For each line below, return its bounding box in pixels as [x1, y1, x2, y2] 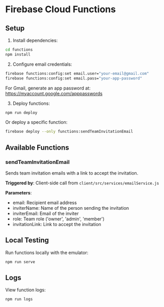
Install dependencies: [12, 37, 58, 43]
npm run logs [5, 297, 33, 302]
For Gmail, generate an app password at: [5, 85, 91, 91]
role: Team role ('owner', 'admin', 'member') [12, 215, 105, 222]
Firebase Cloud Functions [5, 4, 116, 15]
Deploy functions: [12, 100, 50, 106]
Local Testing [5, 236, 49, 245]
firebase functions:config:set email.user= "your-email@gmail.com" [5, 71, 149, 76]
